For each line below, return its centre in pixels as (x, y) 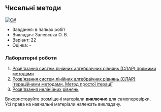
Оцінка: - (22, 45)
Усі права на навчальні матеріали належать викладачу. (63, 104)
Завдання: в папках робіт (39, 29)
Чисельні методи (33, 8)
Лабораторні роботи (31, 57)
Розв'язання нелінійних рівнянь (45, 89)
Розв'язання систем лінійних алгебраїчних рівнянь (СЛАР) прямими (84, 69)
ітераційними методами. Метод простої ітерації (62, 84)
